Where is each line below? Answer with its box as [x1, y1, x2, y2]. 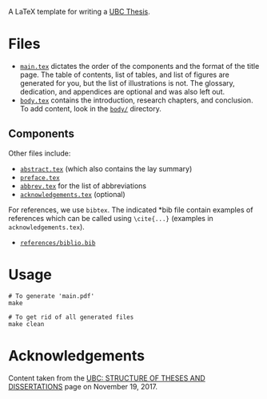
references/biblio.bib [19, 239, 96, 247]
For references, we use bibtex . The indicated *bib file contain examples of [8, 204, 253, 215]
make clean [8, 320, 45, 328]
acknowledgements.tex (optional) [19, 189, 126, 199]
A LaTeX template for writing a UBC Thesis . [8, 7, 150, 16]
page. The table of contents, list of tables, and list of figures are [19, 70, 229, 79]
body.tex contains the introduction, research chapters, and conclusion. [19, 95, 253, 105]
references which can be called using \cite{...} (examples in [8, 213, 213, 223]
